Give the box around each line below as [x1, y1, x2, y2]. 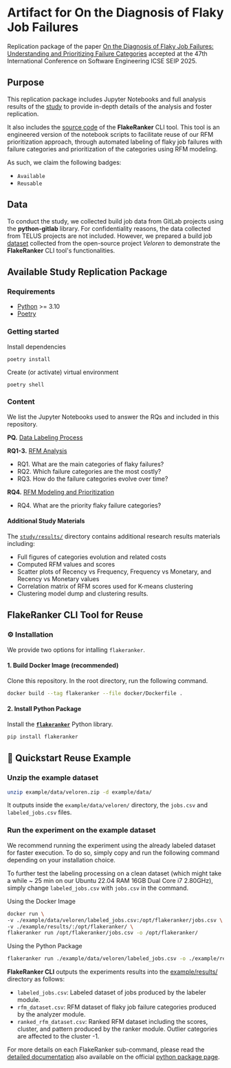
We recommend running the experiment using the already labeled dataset [7, 841, 216, 849]
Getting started [7, 327, 60, 336]
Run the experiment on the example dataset [7, 825, 156, 835]
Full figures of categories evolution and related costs [16, 553, 166, 561]
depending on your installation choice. [7, 856, 115, 864]
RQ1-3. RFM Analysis [7, 446, 67, 455]
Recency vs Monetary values [16, 575, 100, 583]
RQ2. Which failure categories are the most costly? [16, 467, 162, 475]
